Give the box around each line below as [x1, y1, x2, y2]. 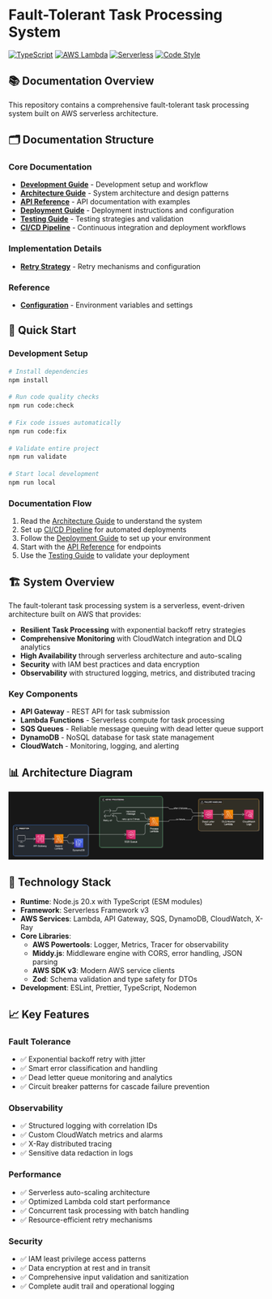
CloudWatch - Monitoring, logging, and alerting [19, 741, 180, 751]
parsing [32, 957, 58, 967]
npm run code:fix [8, 427, 67, 435]
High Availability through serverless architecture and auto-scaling [19, 651, 242, 661]
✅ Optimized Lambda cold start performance [19, 1196, 171, 1206]
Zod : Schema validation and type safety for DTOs [32, 975, 198, 984]
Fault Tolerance [8, 1035, 71, 1047]
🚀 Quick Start [8, 324, 77, 337]
